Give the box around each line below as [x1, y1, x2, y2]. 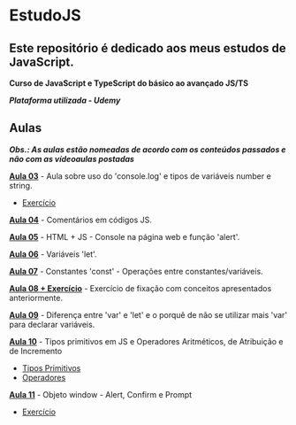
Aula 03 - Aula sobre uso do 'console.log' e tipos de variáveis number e [9, 170, 271, 182]
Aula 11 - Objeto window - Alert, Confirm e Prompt [9, 389, 193, 399]
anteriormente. [9, 292, 64, 303]
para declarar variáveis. [9, 319, 95, 329]
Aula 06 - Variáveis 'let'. [9, 249, 97, 259]
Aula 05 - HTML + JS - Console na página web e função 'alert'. [9, 231, 240, 242]
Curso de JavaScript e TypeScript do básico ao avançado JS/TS [9, 78, 249, 89]
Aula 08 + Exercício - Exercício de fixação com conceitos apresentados [9, 282, 272, 293]
